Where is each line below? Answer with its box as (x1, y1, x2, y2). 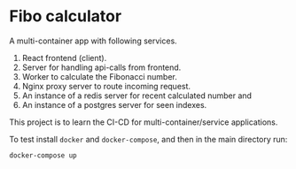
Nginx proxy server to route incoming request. (21, 81, 191, 91)
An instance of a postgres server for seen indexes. (21, 99, 207, 110)
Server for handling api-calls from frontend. (21, 62, 182, 73)
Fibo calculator (9, 6, 122, 27)
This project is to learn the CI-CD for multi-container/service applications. (9, 117, 278, 127)
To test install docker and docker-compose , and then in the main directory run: (9, 134, 288, 144)
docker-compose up (9, 150, 77, 160)
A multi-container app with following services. (9, 35, 177, 46)
